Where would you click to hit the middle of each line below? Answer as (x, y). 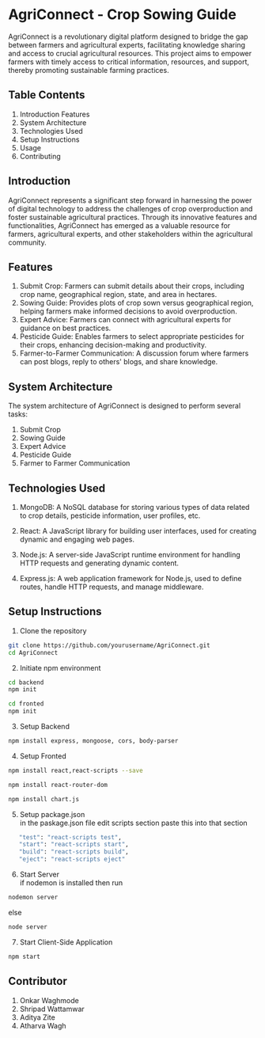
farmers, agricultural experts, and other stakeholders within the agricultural (131, 234)
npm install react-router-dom (58, 785)
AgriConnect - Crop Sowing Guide (123, 15)
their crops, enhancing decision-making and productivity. (113, 345)
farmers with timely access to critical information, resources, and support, (129, 62)
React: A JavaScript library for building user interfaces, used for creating (138, 531)
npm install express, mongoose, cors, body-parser (93, 741)
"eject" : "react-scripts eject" (72, 859)
